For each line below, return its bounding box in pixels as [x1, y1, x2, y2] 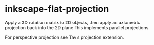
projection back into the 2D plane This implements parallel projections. [5, 24, 150, 30]
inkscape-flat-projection [5, 3, 109, 15]
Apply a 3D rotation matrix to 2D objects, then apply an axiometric [5, 20, 141, 25]
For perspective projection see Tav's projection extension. [5, 34, 124, 40]
